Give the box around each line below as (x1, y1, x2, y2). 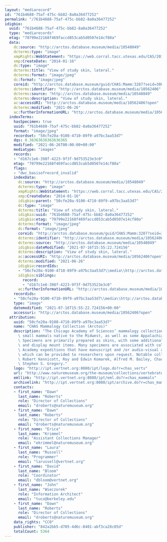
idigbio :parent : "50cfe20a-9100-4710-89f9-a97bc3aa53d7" (17, 198, 139, 203)
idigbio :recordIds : (17, 263, 58, 268)
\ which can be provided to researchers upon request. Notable (17, 352, 153, 357)
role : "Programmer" (17, 454, 58, 459)
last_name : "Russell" (17, 450, 63, 455)
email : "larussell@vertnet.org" (17, 459, 85, 464)
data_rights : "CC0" (13, 519, 54, 525)
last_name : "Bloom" (17, 468, 58, 473)
